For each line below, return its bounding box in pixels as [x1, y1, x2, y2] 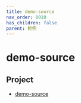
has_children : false [6, 20, 58, 26]
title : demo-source [6, 8, 55, 15]
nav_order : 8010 [6, 14, 46, 20]
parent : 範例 [6, 25, 37, 32]
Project [6, 74, 34, 85]
